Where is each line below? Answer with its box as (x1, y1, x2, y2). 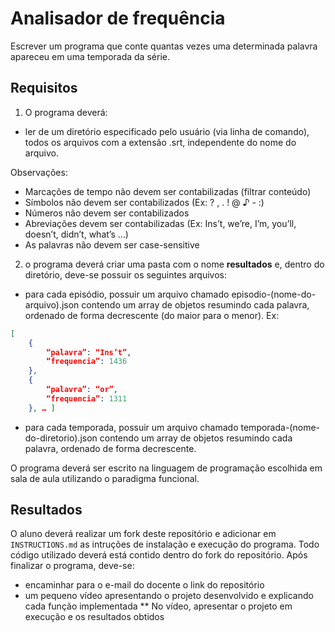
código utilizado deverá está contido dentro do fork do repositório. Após (10, 549, 308, 561)
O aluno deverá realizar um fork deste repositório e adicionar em (10, 528, 277, 540)
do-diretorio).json (24, 432, 98, 444)
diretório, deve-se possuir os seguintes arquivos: (24, 268, 228, 281)
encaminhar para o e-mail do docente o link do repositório (24, 579, 265, 591)
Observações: (10, 166, 68, 178)
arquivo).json (24, 298, 80, 311)
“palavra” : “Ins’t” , (46, 347, 132, 357)
